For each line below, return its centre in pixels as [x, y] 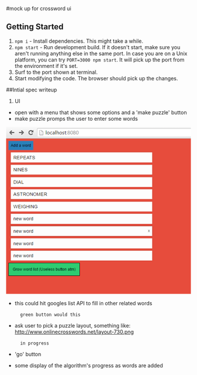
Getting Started [35, 27]
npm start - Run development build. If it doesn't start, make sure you [97, 47]
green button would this [50, 315]
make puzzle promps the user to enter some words [76, 118]
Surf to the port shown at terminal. [56, 72]
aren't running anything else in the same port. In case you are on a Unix [101, 53]
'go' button [28, 354]
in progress [35, 343]
